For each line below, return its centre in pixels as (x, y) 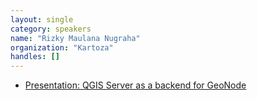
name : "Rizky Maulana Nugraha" (75, 38)
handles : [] (35, 57)
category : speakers (51, 29)
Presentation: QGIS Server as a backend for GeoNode (135, 85)
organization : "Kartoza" (62, 47)
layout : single (42, 19)
